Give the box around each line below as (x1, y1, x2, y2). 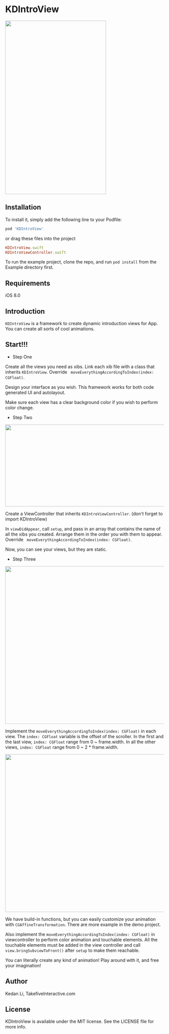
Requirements (5, 279, 50, 287)
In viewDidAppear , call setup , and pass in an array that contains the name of (5, 526, 161, 532)
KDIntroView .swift (5, 245, 44, 250)
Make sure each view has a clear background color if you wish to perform (5, 399, 158, 405)
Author (5, 977, 28, 986)
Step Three (12, 556, 36, 562)
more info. (5, 1024, 27, 1030)
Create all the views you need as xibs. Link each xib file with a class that (5, 364, 155, 370)
